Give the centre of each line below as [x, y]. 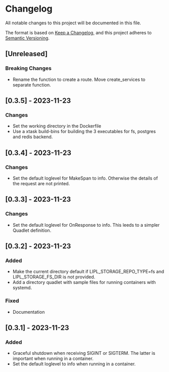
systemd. [22, 288]
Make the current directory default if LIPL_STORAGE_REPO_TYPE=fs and [88, 272]
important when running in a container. [53, 359]
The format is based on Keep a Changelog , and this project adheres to [78, 32]
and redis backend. [33, 137]
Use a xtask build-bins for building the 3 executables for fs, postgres [84, 132]
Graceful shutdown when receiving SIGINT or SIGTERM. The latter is [84, 353]
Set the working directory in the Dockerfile [57, 126]
